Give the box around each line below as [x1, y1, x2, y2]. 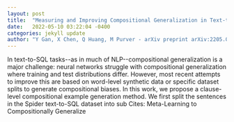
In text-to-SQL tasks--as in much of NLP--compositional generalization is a [7, 55, 223, 63]
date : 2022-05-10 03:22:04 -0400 [7, 23, 111, 30]
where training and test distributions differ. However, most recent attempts [7, 70, 221, 79]
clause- [199, 85, 222, 93]
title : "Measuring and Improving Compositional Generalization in [7, 17, 208, 24]
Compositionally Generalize [7, 107, 86, 116]
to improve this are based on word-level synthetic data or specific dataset [7, 77, 219, 86]
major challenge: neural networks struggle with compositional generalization [7, 63, 227, 71]
